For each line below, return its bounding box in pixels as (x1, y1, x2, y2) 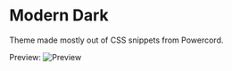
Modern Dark (9, 5, 109, 26)
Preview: (9, 51, 42, 62)
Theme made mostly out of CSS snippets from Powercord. (9, 35, 224, 45)
